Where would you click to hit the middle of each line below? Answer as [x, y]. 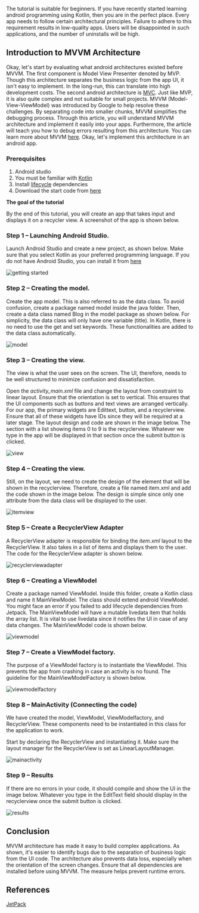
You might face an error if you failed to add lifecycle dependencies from [94, 606]
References [28, 889]
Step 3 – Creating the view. [46, 360]
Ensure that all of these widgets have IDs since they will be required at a [94, 416]
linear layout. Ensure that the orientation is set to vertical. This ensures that [98, 397]
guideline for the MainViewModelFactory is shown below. [76, 678]
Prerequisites [26, 159]
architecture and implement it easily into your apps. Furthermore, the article [99, 124]
